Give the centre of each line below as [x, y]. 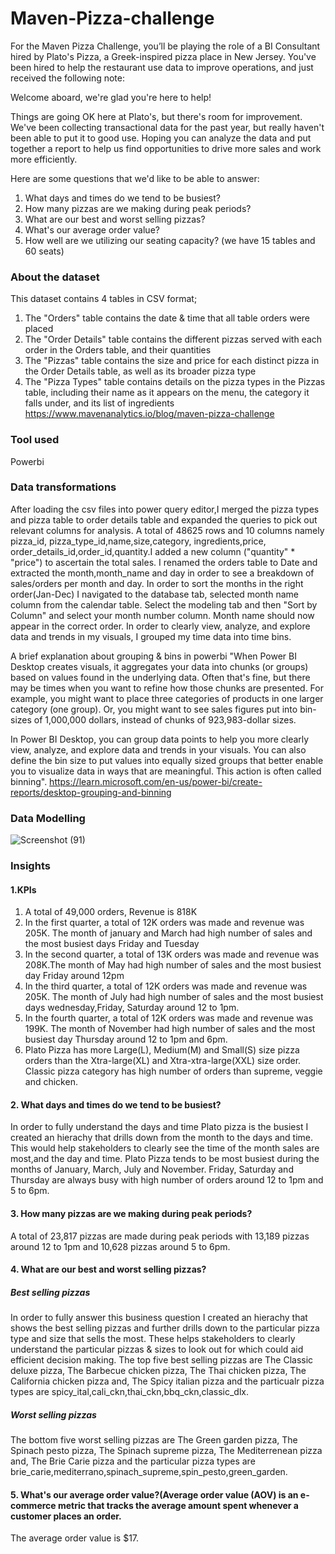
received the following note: [68, 78]
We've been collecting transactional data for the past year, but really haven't [167, 127]
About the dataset [55, 277]
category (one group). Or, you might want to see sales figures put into [154, 709]
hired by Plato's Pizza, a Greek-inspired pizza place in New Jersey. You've [163, 56]
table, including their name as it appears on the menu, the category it [167, 393]
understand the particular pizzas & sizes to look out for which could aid [157, 1349]
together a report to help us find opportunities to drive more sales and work [166, 148]
